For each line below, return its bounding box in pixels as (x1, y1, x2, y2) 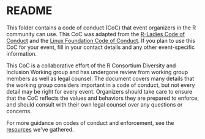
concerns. (6, 107, 32, 115)
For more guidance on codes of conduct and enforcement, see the (6, 119, 174, 126)
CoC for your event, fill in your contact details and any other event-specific (6, 43, 195, 51)
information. (6, 50, 37, 57)
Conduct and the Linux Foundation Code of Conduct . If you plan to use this (6, 37, 196, 44)
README (6, 4, 53, 18)
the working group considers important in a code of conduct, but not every (6, 81, 195, 89)
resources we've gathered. (6, 126, 75, 133)
